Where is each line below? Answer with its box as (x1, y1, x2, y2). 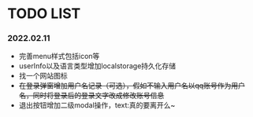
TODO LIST (7, 5, 81, 23)
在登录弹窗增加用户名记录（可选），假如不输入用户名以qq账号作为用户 (18, 81, 245, 90)
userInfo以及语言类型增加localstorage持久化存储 (18, 61, 177, 71)
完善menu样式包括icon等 (18, 52, 100, 61)
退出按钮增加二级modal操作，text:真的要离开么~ (18, 101, 176, 110)
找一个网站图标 (18, 71, 68, 81)
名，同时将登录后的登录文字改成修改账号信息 (18, 91, 165, 101)
